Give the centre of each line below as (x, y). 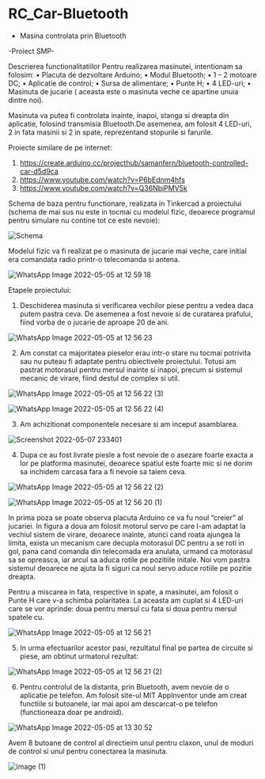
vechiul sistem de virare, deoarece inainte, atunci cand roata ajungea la (125, 534)
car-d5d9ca (39, 171)
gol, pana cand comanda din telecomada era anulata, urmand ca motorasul (131, 551)
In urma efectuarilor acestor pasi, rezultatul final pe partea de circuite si (136, 648)
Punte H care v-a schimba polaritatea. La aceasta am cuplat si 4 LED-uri (126, 600)
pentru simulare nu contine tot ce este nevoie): (84, 220)
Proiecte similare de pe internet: (60, 147)
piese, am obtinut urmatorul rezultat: (79, 656)
